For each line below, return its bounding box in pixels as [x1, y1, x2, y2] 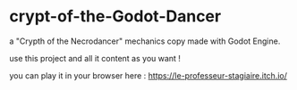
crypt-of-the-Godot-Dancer [9, 6, 222, 27]
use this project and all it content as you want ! [9, 53, 182, 63]
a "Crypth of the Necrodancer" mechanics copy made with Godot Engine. [9, 36, 281, 46]
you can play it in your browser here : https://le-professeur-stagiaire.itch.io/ [9, 70, 288, 81]
